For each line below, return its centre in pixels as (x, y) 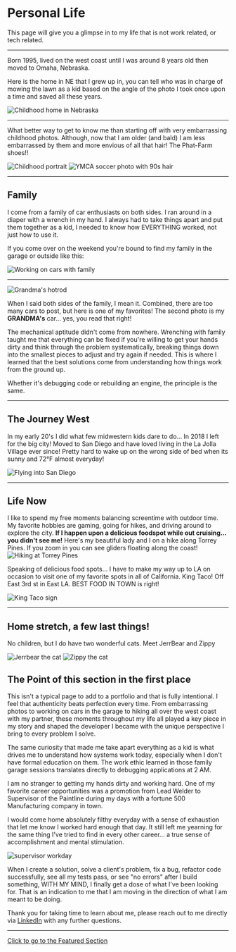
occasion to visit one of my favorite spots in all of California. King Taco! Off (116, 576)
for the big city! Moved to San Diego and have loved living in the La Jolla (112, 444)
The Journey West (48, 420)
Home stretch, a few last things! (78, 626)
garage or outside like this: (46, 256)
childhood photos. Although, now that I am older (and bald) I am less (106, 137)
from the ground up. (36, 369)
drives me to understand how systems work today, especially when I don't (115, 755)
